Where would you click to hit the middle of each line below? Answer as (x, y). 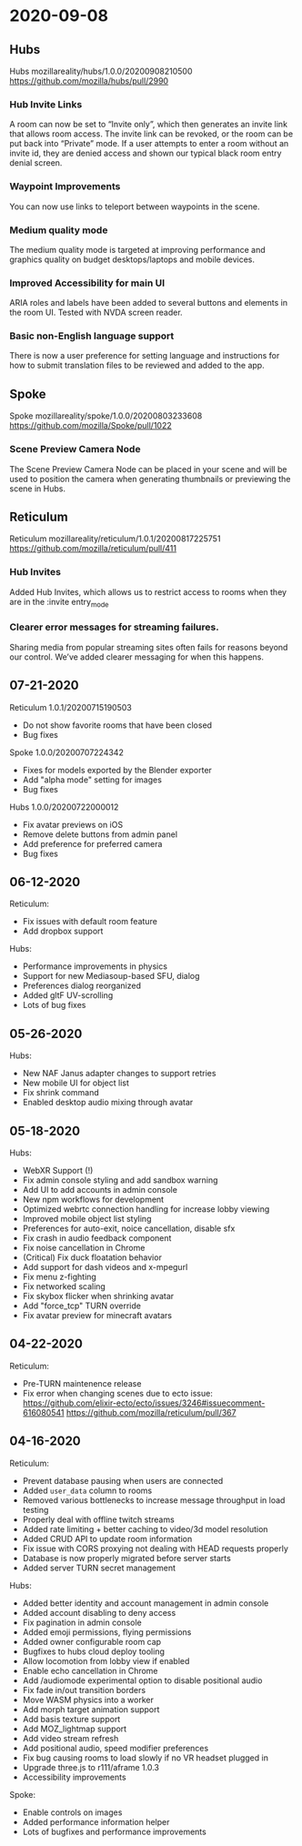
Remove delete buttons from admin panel (100, 834)
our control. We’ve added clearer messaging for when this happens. (137, 657)
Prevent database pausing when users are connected (123, 1480)
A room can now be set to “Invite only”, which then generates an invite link (149, 125)
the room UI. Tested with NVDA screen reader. (96, 313)
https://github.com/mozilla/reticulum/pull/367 (151, 1412)
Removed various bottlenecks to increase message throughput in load (154, 1500)
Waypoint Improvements (65, 187)
